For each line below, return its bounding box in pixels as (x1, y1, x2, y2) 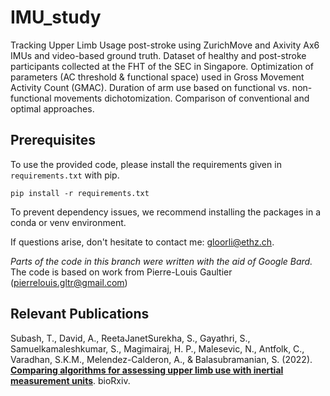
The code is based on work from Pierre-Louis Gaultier (10, 266, 233, 278)
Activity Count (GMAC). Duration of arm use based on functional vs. (10, 81, 290, 93)
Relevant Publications (10, 306, 150, 323)
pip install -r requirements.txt (10, 188, 150, 198)
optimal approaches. (10, 102, 95, 115)
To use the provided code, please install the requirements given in (10, 158, 282, 170)
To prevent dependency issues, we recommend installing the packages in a (10, 206, 322, 218)
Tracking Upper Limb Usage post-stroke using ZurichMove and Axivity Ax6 (10, 39, 320, 51)
